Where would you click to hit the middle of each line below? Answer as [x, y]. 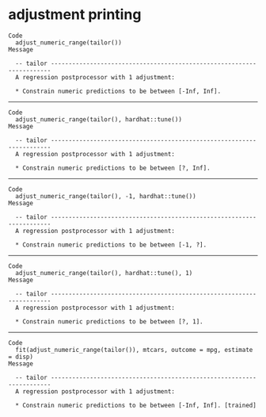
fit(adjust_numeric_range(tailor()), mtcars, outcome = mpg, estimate [134, 350]
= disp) [21, 357]
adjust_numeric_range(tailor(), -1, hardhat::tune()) [106, 196]
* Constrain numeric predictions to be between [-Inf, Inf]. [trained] [136, 405]
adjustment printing [75, 15]
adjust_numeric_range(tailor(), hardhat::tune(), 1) [104, 273]
